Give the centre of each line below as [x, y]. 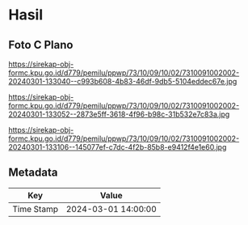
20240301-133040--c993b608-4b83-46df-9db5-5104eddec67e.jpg [123, 81]
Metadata [33, 173]
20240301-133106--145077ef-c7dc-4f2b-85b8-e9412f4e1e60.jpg [118, 147]
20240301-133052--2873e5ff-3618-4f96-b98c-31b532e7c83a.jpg [119, 114]
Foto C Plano [41, 45]
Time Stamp [36, 209]
